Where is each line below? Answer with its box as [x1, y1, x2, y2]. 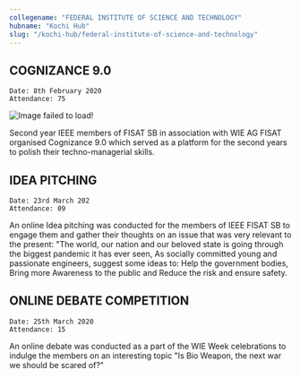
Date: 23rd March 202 [9, 196, 90, 205]
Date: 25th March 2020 [9, 317, 94, 326]
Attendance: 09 [9, 204, 66, 213]
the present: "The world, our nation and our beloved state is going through [9, 239, 284, 249]
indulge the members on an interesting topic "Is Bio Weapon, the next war [9, 350, 282, 361]
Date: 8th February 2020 [9, 87, 102, 96]
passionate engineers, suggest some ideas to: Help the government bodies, [9, 258, 289, 269]
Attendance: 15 [9, 324, 66, 334]
